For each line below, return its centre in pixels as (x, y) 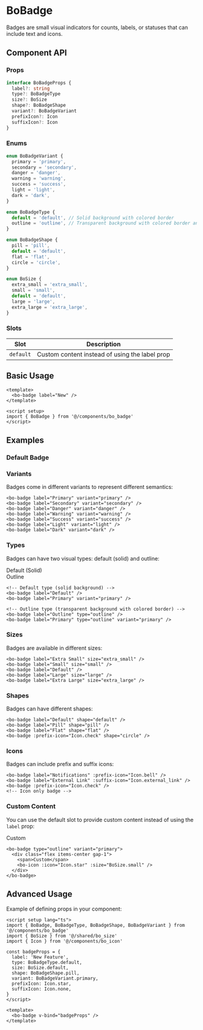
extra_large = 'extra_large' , (50, 307)
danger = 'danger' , (36, 173)
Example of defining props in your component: (64, 909)
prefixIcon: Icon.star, (41, 983)
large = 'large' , (34, 301)
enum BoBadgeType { (31, 212)
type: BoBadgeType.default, (47, 962)
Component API (37, 53)
